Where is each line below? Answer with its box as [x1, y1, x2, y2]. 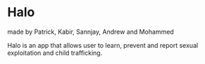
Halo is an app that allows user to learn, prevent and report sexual [7, 41, 199, 49]
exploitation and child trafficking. [7, 49, 103, 57]
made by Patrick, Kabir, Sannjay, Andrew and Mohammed [7, 27, 174, 36]
